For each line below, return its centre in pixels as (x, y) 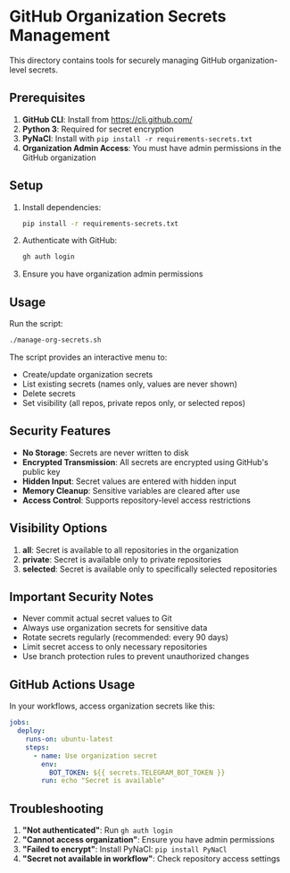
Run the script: (36, 324)
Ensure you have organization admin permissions (112, 274)
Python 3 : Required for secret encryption (98, 129)
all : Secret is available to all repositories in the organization (130, 550)
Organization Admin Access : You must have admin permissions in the (152, 148)
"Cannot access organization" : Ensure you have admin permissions (148, 840)
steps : (37, 747)
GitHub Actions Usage (72, 685)
